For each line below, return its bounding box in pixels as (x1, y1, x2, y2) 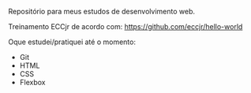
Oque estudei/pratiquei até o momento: (8, 37, 137, 46)
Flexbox (19, 78, 46, 87)
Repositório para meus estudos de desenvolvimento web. (8, 7, 196, 16)
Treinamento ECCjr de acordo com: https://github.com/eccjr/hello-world (8, 22, 243, 31)
